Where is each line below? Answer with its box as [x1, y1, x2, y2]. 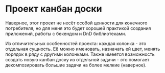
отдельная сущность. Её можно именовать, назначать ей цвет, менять [5, 46, 160, 52]
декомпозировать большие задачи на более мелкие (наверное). [5, 62, 147, 68]
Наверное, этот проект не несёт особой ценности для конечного [5, 20, 148, 26]
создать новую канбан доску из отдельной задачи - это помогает [5, 56, 150, 62]
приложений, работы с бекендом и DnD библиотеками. [5, 30, 127, 36]
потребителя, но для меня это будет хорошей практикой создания [5, 25, 151, 31]
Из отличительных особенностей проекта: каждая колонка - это [5, 40, 147, 46]
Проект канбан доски [5, 3, 102, 15]
